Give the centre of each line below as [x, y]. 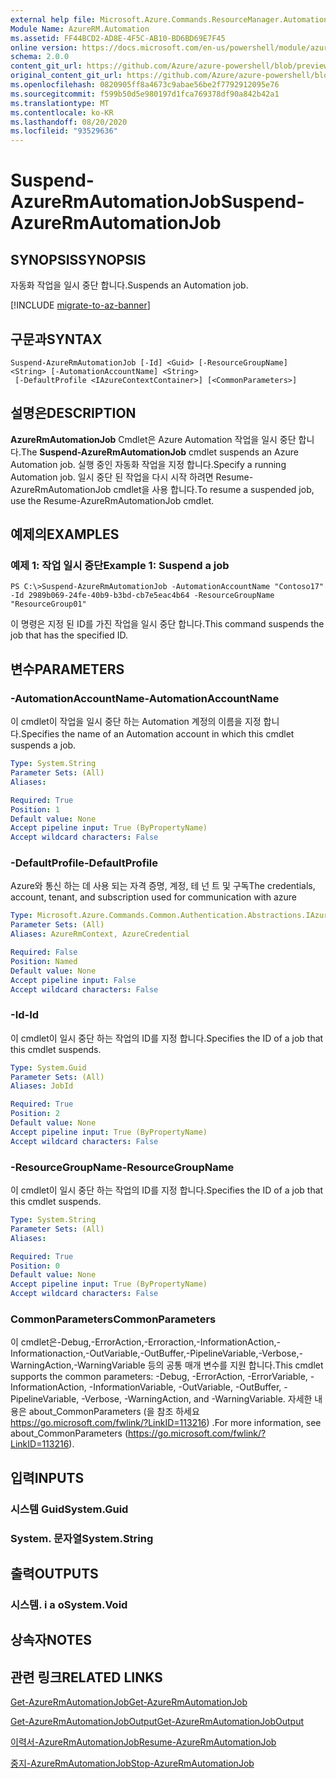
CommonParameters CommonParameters [113, 1319]
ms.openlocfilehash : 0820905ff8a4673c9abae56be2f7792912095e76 [145, 85]
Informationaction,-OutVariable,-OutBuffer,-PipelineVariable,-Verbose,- [156, 1353]
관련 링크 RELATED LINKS [86, 1677]
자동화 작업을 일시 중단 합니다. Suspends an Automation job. [129, 285]
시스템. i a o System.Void [69, 1604]
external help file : [53, 19]
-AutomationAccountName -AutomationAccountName [145, 698]
